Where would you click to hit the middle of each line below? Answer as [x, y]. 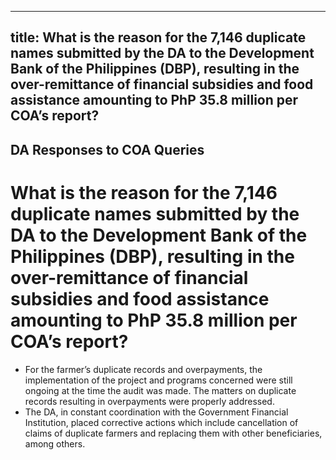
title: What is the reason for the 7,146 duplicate [158, 37]
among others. [55, 443]
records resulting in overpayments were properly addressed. [149, 401]
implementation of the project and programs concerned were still [158, 380]
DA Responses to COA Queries [107, 149]
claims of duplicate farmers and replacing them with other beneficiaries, [173, 433]
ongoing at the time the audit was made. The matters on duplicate [160, 390]
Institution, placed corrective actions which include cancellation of [161, 422]
